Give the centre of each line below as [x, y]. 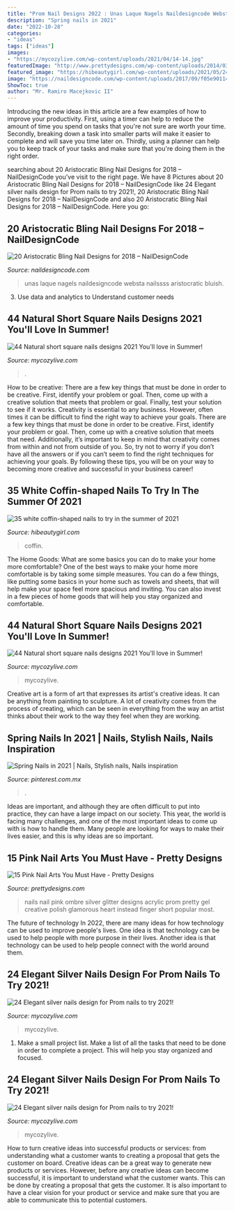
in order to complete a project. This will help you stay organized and [115, 1050]
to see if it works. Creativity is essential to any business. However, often [110, 409]
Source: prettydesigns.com [46, 888]
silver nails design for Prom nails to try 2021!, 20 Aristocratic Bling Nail [108, 192]
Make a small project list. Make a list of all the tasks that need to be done [122, 1043]
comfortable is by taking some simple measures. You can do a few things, [113, 574]
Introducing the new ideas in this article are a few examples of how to [107, 112]
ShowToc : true [28, 85]
